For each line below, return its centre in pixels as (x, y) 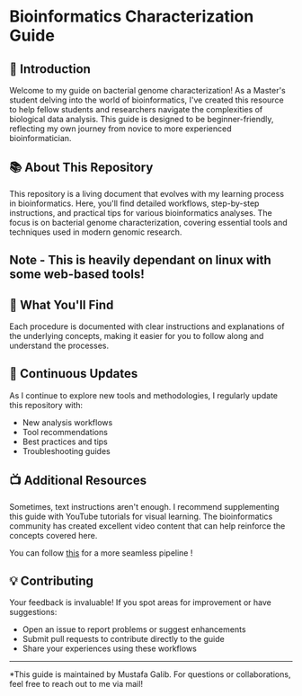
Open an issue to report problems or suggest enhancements (134, 629)
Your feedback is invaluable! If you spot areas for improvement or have (140, 602)
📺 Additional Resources (78, 481)
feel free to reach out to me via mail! (76, 684)
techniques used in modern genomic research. (96, 232)
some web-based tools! (77, 275)
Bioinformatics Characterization (132, 17)
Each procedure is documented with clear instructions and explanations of (147, 326)
